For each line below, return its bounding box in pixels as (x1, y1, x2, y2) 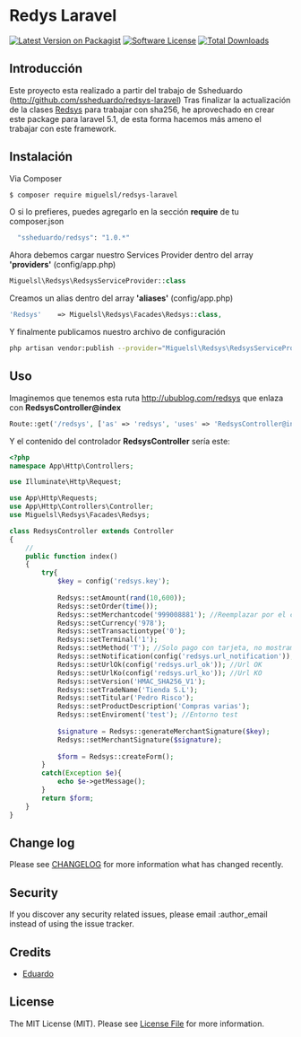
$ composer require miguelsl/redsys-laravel (9, 190, 178, 199)
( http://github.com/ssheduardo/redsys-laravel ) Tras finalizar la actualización (9, 94, 291, 105)
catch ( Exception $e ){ (41, 769, 123, 778)
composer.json (9, 216, 64, 227)
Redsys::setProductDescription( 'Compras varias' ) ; (56, 702, 251, 711)
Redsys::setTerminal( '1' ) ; (56, 635, 159, 645)
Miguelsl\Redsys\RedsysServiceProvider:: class (9, 277, 186, 286)
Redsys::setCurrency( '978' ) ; (56, 619, 167, 628)
